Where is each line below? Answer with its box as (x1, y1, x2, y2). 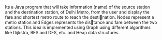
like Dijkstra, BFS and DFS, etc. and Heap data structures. (5, 30, 120, 35)
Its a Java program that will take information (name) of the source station (5, 4, 150, 10)
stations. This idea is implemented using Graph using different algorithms (5, 25, 151, 30)
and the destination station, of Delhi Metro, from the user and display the (5, 9, 150, 15)
